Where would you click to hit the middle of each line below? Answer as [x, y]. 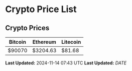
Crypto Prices [27, 28]
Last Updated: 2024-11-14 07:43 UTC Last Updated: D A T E [66, 63]
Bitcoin [18, 42]
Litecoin [71, 42]
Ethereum [44, 42]
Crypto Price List [41, 9]
